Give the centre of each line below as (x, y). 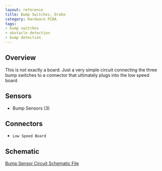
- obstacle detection (28, 33)
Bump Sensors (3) (31, 108)
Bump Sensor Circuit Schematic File (42, 164)
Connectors (24, 123)
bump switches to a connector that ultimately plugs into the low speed (77, 75)
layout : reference (24, 10)
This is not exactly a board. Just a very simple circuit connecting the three (81, 70)
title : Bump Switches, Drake (35, 14)
